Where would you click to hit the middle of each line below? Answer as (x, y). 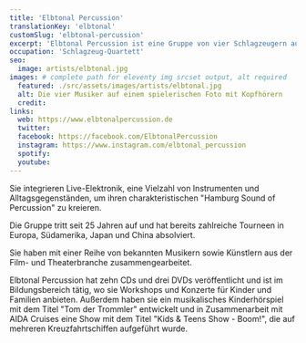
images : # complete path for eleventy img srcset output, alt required (148, 78)
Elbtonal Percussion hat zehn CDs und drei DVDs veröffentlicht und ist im (147, 280)
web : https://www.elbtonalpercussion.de (95, 120)
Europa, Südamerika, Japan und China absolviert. (102, 234)
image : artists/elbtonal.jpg (73, 69)
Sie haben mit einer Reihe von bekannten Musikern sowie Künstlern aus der (151, 253)
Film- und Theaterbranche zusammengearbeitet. (101, 262)
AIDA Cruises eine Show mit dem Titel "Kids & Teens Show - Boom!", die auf (153, 318)
